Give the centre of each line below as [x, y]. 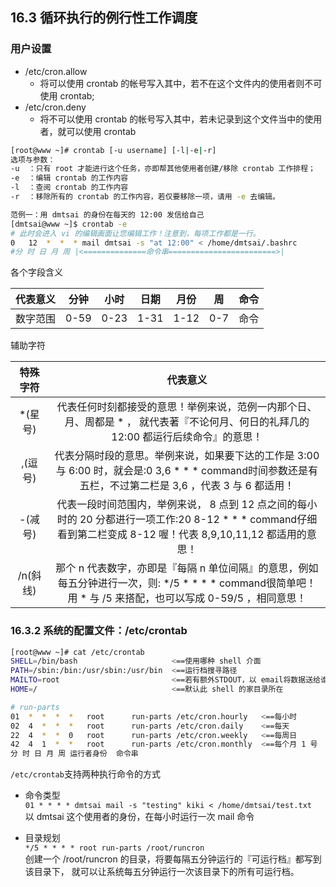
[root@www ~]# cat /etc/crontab [77, 652]
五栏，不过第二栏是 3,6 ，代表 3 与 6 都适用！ [187, 486]
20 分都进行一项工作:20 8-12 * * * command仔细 [198, 520]
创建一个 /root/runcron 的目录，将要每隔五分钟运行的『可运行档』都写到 [173, 859]
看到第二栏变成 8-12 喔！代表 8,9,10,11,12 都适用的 [181, 535]
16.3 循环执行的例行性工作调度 [104, 18]
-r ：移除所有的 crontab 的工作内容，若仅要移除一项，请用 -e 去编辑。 [145, 197]
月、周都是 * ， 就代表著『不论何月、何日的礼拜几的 [187, 422]
